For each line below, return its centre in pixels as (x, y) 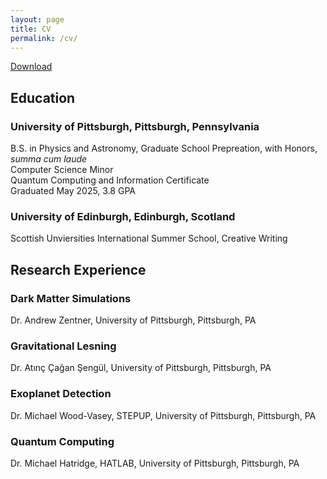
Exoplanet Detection (61, 394)
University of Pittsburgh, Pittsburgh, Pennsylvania (135, 126)
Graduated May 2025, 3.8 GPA (73, 191)
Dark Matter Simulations (71, 298)
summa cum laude (49, 159)
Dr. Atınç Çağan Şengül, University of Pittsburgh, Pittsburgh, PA (141, 368)
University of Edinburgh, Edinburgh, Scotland (123, 216)
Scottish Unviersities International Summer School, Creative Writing (149, 238)
